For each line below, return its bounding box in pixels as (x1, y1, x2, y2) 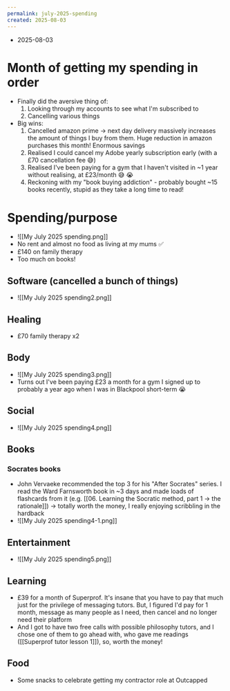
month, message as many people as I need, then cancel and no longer (17, 608, 218, 616)
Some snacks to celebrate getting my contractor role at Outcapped (17, 676, 208, 684)
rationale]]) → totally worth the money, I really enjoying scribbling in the (17, 502, 221, 510)
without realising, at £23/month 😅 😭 (27, 171, 133, 179)
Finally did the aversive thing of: (17, 98, 108, 106)
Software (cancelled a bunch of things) (7, 275, 179, 287)
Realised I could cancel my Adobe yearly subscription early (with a (27, 149, 218, 157)
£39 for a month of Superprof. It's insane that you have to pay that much (17, 593, 224, 602)
